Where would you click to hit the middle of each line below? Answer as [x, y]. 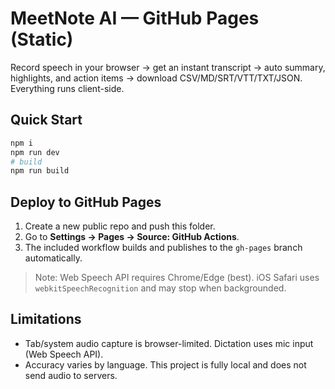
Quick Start [46, 120]
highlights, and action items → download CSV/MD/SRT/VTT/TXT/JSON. [156, 78]
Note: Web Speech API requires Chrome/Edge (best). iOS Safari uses [177, 278]
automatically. [53, 258]
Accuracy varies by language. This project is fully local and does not [165, 364]
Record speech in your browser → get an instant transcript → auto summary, [168, 67]
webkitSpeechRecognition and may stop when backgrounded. [160, 288]
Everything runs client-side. [67, 88]
